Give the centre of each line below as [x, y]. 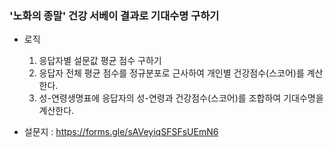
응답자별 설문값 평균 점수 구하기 [100, 61]
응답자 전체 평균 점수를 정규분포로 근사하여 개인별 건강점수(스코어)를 [171, 73]
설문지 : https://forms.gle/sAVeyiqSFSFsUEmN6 [121, 132]
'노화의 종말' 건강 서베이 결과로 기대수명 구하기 [114, 15]
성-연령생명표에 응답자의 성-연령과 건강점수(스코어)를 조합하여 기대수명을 [181, 98]
